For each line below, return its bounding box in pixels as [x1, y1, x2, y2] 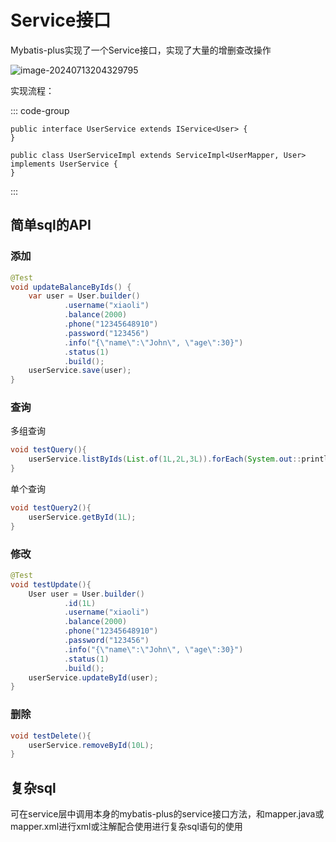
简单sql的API [10, 217, 92, 234]
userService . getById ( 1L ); [28, 512, 137, 522]
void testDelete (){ [10, 731, 92, 741]
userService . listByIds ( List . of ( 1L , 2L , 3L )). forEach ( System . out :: [28, 454, 302, 465]
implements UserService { [10, 159, 118, 169]
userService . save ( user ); [28, 366, 132, 376]
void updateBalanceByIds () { [10, 282, 132, 292]
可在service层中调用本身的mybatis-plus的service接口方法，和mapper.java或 [10, 808, 325, 820]
